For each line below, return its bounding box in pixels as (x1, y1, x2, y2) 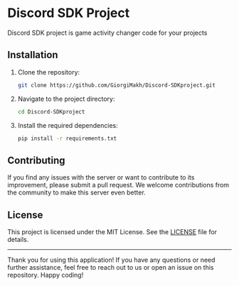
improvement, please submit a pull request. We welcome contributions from (7, 181, 230, 189)
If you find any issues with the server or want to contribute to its (7, 173, 195, 182)
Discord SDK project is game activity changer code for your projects (7, 28, 208, 37)
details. (7, 236, 29, 243)
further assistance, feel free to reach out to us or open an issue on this (7, 263, 214, 271)
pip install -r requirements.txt (17, 135, 117, 142)
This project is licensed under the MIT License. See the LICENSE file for (7, 228, 218, 236)
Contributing (7, 154, 65, 166)
